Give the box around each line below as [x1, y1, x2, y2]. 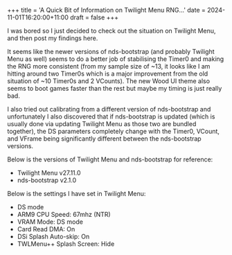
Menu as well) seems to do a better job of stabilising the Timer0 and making [7, 55, 224, 63]
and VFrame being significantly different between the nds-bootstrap [7, 134, 202, 143]
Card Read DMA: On [17, 225, 75, 233]
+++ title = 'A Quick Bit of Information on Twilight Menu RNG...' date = [7, 6, 206, 14]
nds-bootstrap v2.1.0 [17, 176, 77, 184]
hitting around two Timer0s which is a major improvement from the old [7, 69, 208, 78]
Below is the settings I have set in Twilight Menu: [7, 190, 146, 197]
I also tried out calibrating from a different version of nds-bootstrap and [7, 105, 211, 113]
